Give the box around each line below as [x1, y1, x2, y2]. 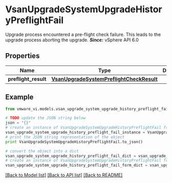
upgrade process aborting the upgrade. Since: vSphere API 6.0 [5, 37, 139, 43]
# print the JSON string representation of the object [5, 134, 125, 140]
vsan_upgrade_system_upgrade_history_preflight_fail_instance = [5, 130, 145, 135]
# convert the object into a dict [5, 148, 79, 154]
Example [5, 93, 34, 102]
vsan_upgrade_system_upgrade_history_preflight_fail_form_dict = [5, 163, 147, 168]
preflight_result [8, 75, 47, 82]
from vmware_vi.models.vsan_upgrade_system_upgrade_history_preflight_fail [5, 106, 170, 111]
